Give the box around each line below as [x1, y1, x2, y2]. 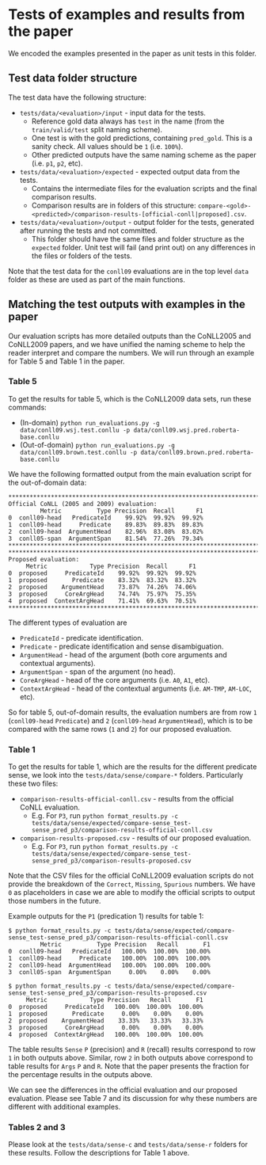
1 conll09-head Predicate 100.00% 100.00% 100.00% [8, 954, 211, 963]
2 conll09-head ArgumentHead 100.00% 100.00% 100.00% [8, 961, 211, 969]
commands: [8, 402, 47, 412]
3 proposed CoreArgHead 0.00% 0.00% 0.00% [8, 1024, 203, 1032]
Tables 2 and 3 [8, 1122, 66, 1133]
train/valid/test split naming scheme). [31, 124, 163, 134]
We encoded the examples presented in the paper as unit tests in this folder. [8, 48, 257, 58]
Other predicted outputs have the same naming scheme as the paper [31, 150, 256, 159]
